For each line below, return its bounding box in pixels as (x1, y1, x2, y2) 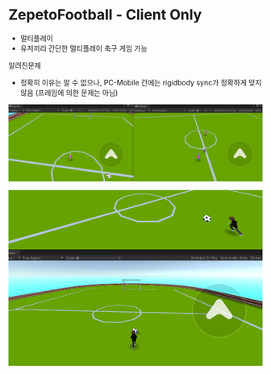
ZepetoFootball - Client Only (8, 6, 202, 24)
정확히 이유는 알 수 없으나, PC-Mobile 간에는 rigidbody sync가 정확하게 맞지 (19, 77, 262, 87)
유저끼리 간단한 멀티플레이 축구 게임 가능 (19, 43, 148, 53)
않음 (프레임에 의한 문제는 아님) (19, 87, 119, 98)
